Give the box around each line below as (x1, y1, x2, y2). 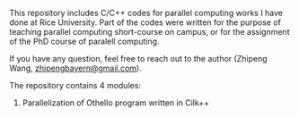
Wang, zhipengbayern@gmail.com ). (9, 63, 142, 73)
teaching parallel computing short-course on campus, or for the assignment (9, 27, 290, 37)
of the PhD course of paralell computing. (9, 36, 160, 46)
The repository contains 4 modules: (9, 80, 142, 90)
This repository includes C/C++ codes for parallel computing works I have (9, 8, 284, 18)
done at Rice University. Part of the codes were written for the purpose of (9, 17, 281, 28)
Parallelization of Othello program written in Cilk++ (22, 97, 209, 108)
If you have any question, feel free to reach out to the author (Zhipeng (9, 54, 268, 63)
